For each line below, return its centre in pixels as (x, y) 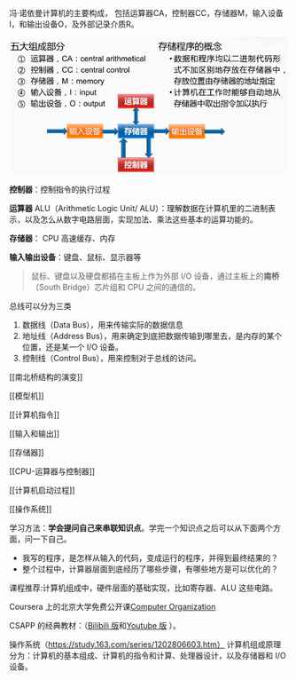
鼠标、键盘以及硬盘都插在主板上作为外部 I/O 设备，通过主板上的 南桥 (155, 276)
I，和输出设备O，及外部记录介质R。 (74, 24)
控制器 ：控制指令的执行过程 (60, 189)
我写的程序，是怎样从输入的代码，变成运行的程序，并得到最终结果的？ (150, 557)
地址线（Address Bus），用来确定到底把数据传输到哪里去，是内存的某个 (152, 336)
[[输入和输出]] (35, 433)
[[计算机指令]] (35, 415)
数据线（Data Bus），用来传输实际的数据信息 (103, 324)
